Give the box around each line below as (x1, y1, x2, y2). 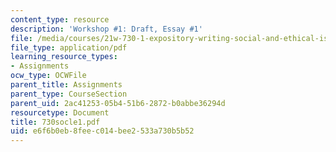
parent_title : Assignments (10, 80, 123, 90)
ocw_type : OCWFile (10, 71, 87, 81)
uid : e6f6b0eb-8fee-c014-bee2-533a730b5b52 (10, 126, 195, 136)
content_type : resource (10, 14, 110, 25)
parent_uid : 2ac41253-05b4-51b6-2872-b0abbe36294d (10, 98, 226, 108)
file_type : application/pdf (10, 42, 128, 53)
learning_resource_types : (10, 52, 118, 62)
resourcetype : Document (10, 107, 110, 118)
